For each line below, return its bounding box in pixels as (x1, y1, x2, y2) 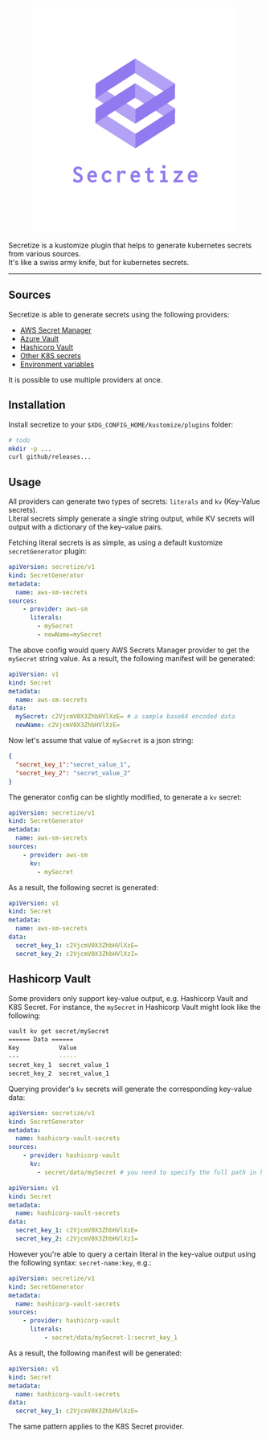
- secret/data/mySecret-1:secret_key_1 (43, 1334, 178, 1342)
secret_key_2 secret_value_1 (8, 1069, 110, 1077)
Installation (8, 399, 66, 412)
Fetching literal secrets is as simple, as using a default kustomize (8, 538, 223, 548)
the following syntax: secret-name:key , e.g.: (8, 1257, 152, 1267)
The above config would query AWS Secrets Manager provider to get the (8, 645, 250, 655)
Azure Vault (19, 333, 59, 343)
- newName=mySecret (37, 631, 103, 639)
